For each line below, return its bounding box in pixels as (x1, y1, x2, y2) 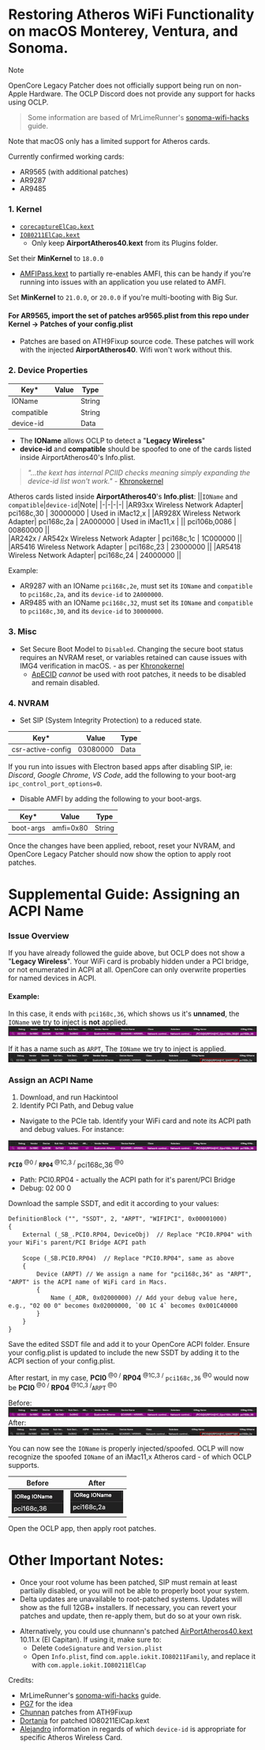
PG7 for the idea (19, 1699, 73, 1708)
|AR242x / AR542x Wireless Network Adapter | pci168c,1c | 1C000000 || (8, 534, 243, 543)
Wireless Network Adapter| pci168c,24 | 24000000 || (8, 551, 181, 560)
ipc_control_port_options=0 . (8, 779, 103, 788)
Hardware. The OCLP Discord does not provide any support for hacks (28, 89, 256, 98)
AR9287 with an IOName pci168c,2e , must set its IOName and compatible (19, 581, 253, 590)
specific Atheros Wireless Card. (19, 1733, 123, 1742)
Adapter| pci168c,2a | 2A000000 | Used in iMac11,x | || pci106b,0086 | (8, 517, 237, 526)
